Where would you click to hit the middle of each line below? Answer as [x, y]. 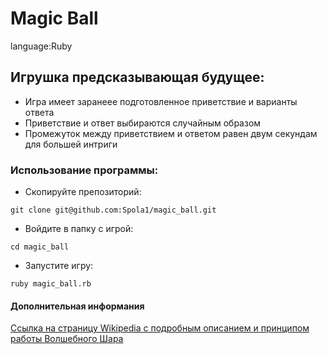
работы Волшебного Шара [67, 339]
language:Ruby [41, 46]
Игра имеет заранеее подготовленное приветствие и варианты [161, 101]
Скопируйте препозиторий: [83, 192]
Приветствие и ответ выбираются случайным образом [143, 123]
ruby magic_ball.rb [51, 284]
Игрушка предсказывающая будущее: [137, 77]
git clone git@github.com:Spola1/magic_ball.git [113, 210]
